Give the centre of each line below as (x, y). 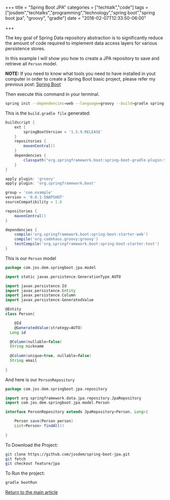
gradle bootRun (21, 483)
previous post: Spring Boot (33, 84)
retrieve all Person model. (31, 64)
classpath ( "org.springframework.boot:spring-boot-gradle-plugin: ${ (96, 160)
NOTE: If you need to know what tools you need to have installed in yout (80, 74)
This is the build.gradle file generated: (48, 113)
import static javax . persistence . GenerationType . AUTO (63, 277)
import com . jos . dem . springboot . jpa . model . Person (57, 403)
